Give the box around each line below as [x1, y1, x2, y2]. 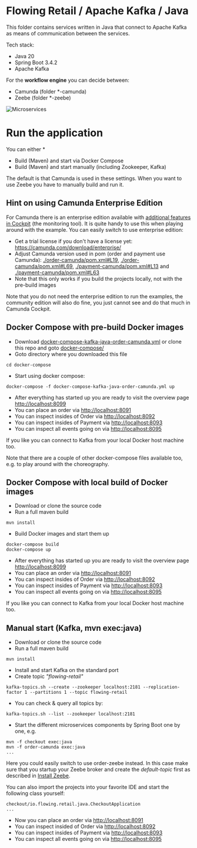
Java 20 [14, 52, 35, 59]
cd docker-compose [6, 362, 51, 368]
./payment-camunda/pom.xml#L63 [14, 269, 100, 276]
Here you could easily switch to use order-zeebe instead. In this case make [6, 760, 188, 767]
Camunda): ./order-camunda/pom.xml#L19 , [14, 256, 119, 263]
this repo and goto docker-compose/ [14, 344, 104, 351]
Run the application [6, 127, 103, 139]
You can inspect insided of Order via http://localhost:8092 [14, 823, 156, 830]
